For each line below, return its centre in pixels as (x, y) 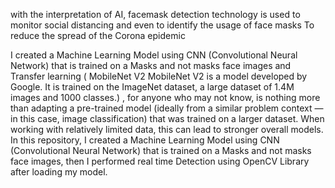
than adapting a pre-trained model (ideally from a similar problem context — (167, 108)
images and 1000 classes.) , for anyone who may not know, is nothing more (165, 97)
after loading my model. (59, 172)
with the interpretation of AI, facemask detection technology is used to (155, 14)
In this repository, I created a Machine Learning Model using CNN (145, 140)
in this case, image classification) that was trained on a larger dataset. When (167, 118)
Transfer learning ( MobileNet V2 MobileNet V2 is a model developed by (159, 76)
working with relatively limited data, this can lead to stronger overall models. (167, 129)
